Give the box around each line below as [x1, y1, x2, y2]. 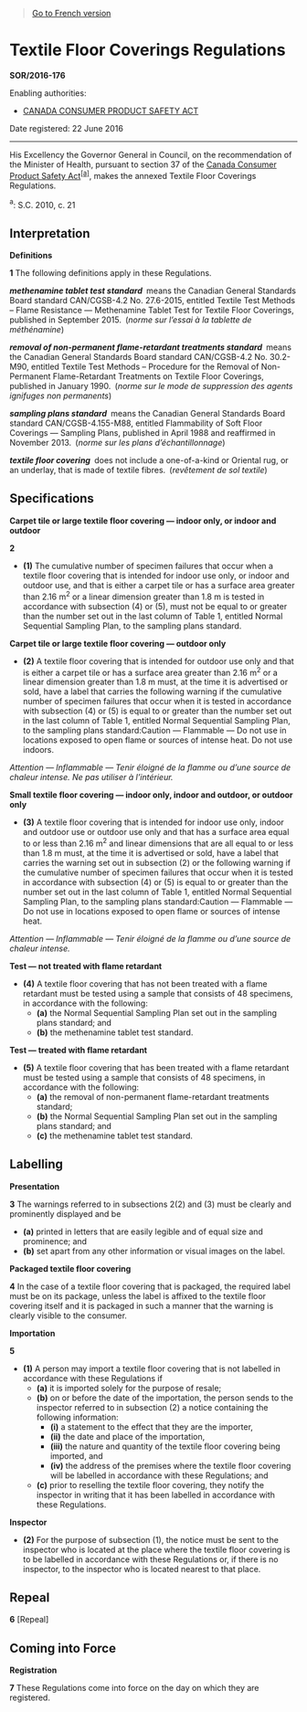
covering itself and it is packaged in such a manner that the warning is [9, 1300, 274, 1311]
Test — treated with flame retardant [9, 1044, 148, 1055]
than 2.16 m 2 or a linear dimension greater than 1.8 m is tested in [22, 589, 265, 602]
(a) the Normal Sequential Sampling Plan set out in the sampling [36, 1007, 277, 1018]
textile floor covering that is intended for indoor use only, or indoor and [22, 570, 290, 581]
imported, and [49, 1450, 103, 1461]
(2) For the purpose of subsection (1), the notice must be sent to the [22, 1534, 279, 1545]
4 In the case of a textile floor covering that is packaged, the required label [9, 1281, 291, 1292]
